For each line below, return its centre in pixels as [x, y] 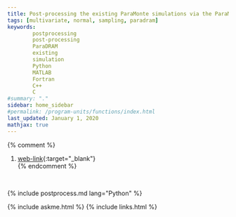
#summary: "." [28, 99]
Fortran [44, 79]
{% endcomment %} [47, 166]
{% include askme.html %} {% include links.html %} [83, 206]
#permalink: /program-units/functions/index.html [81, 112]
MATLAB [42, 72]
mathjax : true [28, 125]
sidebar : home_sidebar [40, 105]
